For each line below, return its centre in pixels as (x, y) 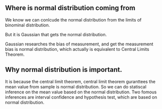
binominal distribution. (27, 25)
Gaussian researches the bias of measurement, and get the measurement (79, 44)
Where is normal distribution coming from (70, 8)
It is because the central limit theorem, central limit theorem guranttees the (80, 81)
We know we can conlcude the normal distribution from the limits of (73, 20)
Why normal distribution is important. (64, 70)
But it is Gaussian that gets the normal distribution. (56, 34)
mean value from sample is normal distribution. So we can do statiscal (76, 87)
